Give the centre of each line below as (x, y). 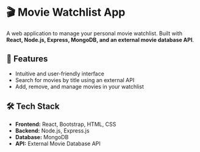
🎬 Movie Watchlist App (66, 12)
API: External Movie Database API (58, 143)
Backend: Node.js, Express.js (52, 130)
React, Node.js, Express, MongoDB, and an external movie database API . (100, 40)
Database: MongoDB (42, 137)
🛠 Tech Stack (33, 107)
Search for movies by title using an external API (75, 80)
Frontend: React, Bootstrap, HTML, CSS (66, 124)
